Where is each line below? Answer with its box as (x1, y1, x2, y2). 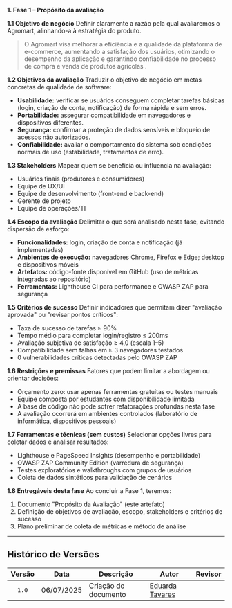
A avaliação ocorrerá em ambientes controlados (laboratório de (17, 410, 198, 418)
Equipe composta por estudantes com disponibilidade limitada (17, 395, 195, 403)
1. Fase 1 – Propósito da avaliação (7, 6, 104, 14)
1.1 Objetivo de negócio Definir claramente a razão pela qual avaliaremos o (7, 19, 220, 27)
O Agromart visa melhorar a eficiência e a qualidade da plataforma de (23, 40, 222, 48)
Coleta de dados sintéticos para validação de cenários (17, 474, 173, 481)
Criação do (88, 581, 125, 591)
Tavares (149, 589, 176, 599)
